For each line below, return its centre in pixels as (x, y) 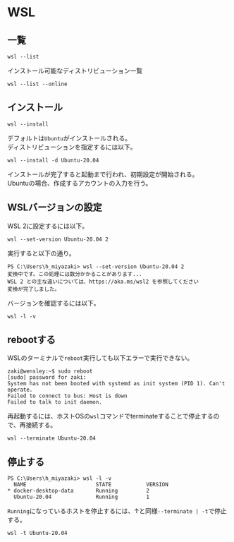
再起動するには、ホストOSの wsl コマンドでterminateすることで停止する (110, 416)
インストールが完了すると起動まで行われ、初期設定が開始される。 (103, 174)
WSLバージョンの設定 (55, 208)
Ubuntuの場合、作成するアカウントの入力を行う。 (80, 183)
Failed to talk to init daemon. (55, 402)
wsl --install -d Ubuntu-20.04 (53, 160)
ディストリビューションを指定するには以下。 (72, 147)
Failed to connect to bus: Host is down (68, 396)
